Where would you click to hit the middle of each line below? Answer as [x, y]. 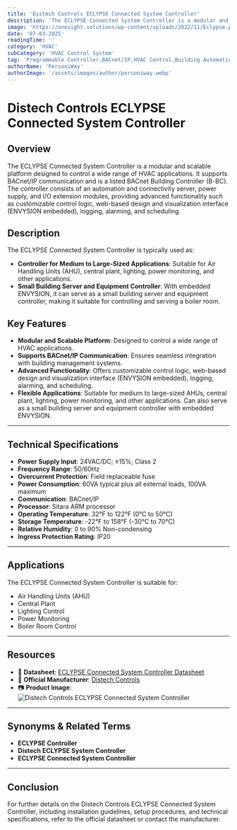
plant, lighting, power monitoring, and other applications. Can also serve [122, 401]
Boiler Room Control [47, 626]
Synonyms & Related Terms [69, 726]
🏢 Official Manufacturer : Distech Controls [79, 680]
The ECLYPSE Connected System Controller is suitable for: [93, 582]
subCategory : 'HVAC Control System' [61, 54]
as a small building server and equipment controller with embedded [115, 408]
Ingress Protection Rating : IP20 [64, 536]
